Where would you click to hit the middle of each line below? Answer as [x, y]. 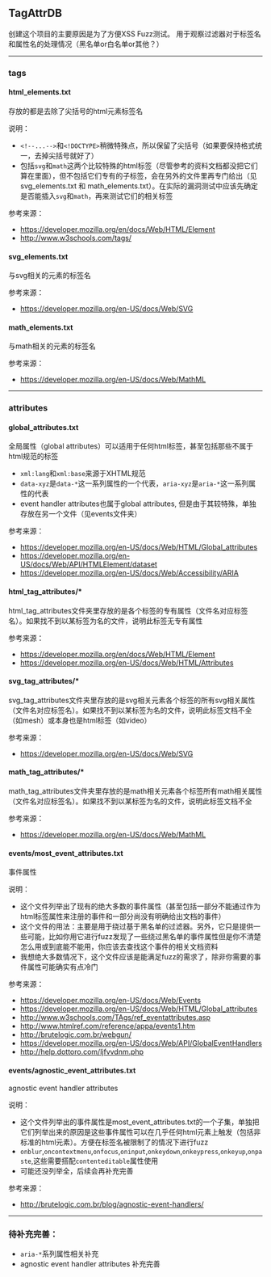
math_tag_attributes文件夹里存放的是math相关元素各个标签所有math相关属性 [135, 791]
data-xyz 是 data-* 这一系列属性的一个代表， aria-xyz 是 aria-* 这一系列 [134, 483]
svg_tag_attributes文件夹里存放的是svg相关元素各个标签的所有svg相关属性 [132, 700]
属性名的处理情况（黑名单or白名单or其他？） [89, 44]
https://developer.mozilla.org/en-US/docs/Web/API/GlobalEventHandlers [141, 1043]
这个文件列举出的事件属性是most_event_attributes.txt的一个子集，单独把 [140, 1122]
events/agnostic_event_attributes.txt [72, 1070]
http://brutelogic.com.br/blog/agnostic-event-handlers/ [112, 1204]
